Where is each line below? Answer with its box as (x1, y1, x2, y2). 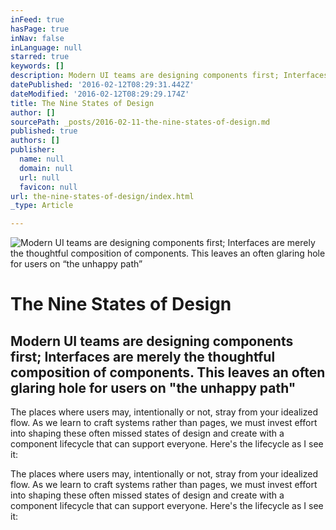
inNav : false (10, 33, 65, 43)
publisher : (10, 145, 56, 155)
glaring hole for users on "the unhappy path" (10, 379, 297, 396)
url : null (19, 172, 60, 183)
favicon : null (19, 182, 78, 192)
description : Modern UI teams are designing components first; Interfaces (10, 71, 329, 81)
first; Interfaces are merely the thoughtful (10, 348, 276, 365)
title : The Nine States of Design (10, 98, 155, 108)
